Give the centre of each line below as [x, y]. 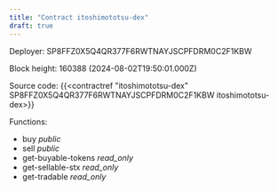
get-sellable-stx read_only [70, 167]
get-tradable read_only [64, 176]
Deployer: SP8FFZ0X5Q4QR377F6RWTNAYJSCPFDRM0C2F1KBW [131, 51]
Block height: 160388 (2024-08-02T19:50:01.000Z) [103, 68]
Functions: [28, 122]
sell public [41, 148]
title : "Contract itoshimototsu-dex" [79, 17]
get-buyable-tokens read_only [78, 157]
